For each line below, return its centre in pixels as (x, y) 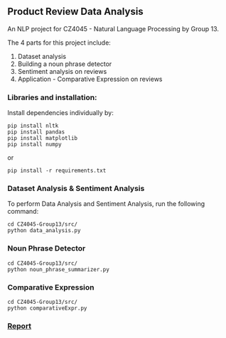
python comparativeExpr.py (47, 308)
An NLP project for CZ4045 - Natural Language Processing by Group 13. (113, 28)
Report (20, 326)
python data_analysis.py (44, 231)
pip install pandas (36, 132)
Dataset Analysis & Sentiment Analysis (76, 189)
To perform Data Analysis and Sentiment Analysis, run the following (106, 204)
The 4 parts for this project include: (59, 43)
